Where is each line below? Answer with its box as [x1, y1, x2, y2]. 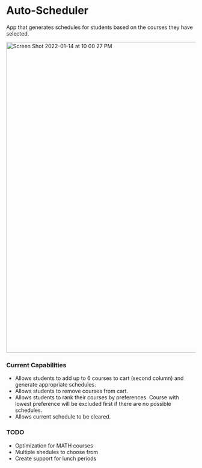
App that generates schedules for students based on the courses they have [6, 24, 194, 31]
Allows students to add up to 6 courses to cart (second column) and [14, 375, 184, 382]
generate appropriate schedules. [14, 381, 96, 388]
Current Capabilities [6, 361, 67, 369]
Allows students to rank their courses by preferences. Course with [14, 394, 179, 401]
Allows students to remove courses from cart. [14, 387, 128, 395]
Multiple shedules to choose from [14, 448, 99, 455]
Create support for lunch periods [14, 455, 97, 462]
